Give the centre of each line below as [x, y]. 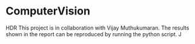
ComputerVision [48, 11]
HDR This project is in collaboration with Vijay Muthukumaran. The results [97, 28]
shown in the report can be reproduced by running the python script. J [94, 34]
